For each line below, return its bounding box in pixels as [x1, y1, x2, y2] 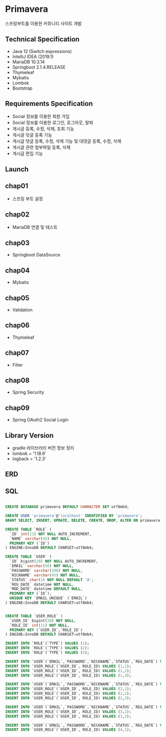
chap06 [5, 321, 30, 330]
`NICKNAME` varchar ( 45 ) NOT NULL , [9, 573, 81, 578]
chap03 [5, 239, 30, 247]
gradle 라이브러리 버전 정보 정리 [12, 445, 75, 451]
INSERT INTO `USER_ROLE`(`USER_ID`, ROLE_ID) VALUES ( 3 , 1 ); [5, 709, 132, 714]
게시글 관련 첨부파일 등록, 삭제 [12, 144, 71, 150]
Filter [12, 362, 23, 368]
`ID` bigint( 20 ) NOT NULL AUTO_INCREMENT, [9, 559, 98, 564]
